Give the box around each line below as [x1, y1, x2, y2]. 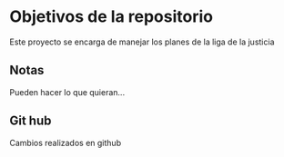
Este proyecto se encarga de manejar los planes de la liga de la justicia [9, 36, 275, 47]
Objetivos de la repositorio [9, 6, 214, 27]
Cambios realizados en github [9, 137, 121, 148]
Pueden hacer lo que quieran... [9, 86, 126, 97]
